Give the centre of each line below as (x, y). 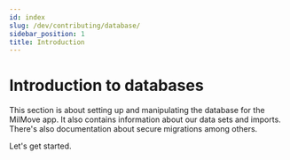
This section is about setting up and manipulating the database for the (137, 110)
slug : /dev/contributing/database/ (75, 26)
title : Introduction (47, 42)
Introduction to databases (106, 86)
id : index (27, 17)
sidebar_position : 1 (47, 34)
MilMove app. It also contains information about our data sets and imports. (145, 119)
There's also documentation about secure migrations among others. (133, 129)
